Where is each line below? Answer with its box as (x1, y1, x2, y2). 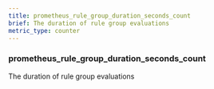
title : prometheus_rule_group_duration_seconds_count (8, 11, 192, 20)
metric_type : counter (8, 26, 81, 34)
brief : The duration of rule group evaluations (8, 19, 170, 27)
